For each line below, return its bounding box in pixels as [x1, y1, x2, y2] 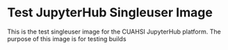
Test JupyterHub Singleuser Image [7, 5, 213, 21]
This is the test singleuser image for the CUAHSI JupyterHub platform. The [7, 27, 221, 36]
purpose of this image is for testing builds [7, 34, 127, 42]
